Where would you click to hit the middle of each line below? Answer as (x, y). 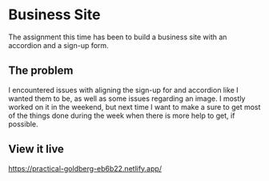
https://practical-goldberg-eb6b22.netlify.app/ (85, 168)
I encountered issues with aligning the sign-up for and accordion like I (123, 90)
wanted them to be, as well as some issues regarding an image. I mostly (127, 99)
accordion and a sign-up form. (59, 45)
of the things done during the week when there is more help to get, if (122, 115)
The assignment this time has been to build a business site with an (118, 37)
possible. (23, 124)
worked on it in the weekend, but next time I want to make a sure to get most (134, 107)
